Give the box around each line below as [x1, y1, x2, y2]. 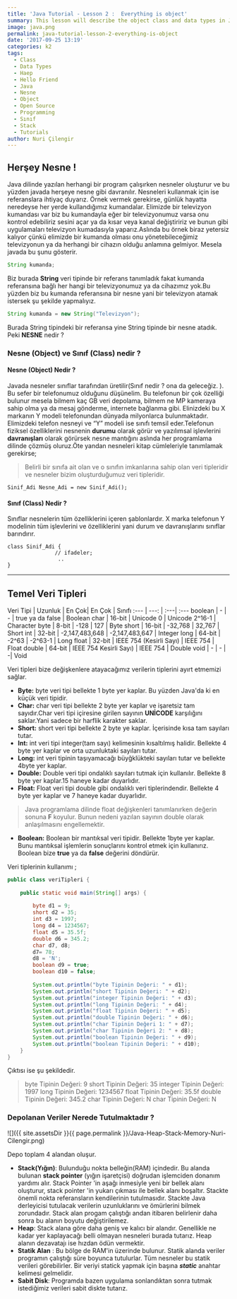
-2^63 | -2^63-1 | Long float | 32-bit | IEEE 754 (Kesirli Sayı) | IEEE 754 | [7, 636, 215, 645]
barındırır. [7, 529, 35, 538]
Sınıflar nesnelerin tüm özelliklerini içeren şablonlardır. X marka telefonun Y [7, 515, 225, 523]
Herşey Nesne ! [7, 161, 77, 173]
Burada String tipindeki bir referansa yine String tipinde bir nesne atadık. [7, 323, 217, 331]
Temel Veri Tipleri [7, 587, 87, 599]
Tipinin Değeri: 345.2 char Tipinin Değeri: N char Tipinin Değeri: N [24, 1095, 217, 1103]
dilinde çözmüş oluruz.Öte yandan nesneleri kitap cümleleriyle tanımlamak [7, 441, 224, 449]
